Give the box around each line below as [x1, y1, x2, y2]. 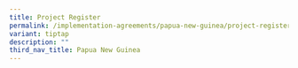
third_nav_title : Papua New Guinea [9, 46, 141, 55]
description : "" [9, 37, 69, 47]
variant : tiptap [9, 29, 69, 38]
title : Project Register [9, 12, 101, 22]
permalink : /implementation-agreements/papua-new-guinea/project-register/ [9, 21, 295, 30]
